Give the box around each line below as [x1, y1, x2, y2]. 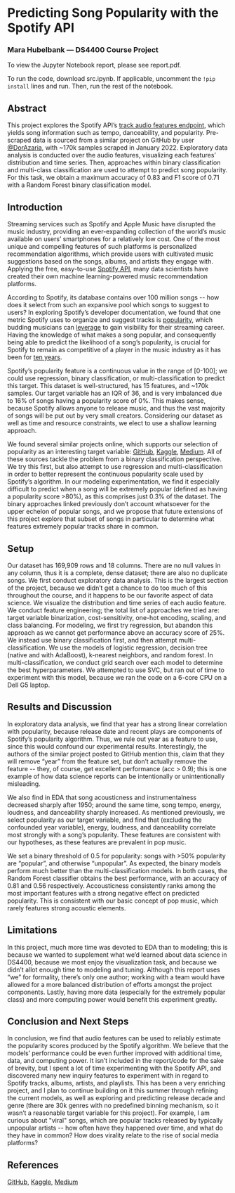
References [7, 1159, 59, 1171]
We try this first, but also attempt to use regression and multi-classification [7, 463, 223, 471]
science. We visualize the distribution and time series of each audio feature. [7, 598, 227, 607]
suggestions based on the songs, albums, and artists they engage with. [7, 257, 214, 266]
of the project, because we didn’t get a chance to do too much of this [7, 583, 208, 592]
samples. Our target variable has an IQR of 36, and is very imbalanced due [7, 389, 222, 398]
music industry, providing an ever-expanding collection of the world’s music [7, 227, 227, 236]
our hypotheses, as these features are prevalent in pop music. [7, 838, 187, 846]
